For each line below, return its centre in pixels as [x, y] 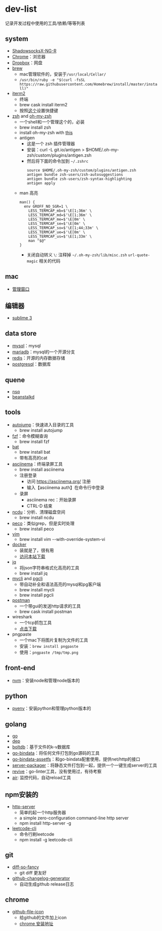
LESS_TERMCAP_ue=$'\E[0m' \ [57, 232]
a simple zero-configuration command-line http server [74, 818]
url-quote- [139, 255]
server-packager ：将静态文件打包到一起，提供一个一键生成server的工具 [84, 765]
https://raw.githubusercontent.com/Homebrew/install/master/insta [88, 84]
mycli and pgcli [27, 578]
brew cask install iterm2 [43, 104]
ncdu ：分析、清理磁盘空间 [39, 512]
